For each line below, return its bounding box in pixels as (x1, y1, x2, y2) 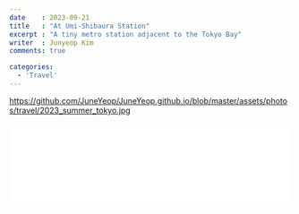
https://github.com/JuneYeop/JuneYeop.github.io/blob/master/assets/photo (9, 95, 288, 106)
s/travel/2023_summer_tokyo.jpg (9, 105, 132, 116)
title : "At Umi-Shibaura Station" (9, 21, 150, 30)
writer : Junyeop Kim (9, 38, 94, 47)
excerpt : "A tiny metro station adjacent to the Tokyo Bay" (9, 30, 243, 39)
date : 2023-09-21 (9, 13, 90, 22)
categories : (9, 63, 54, 72)
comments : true (9, 47, 66, 56)
